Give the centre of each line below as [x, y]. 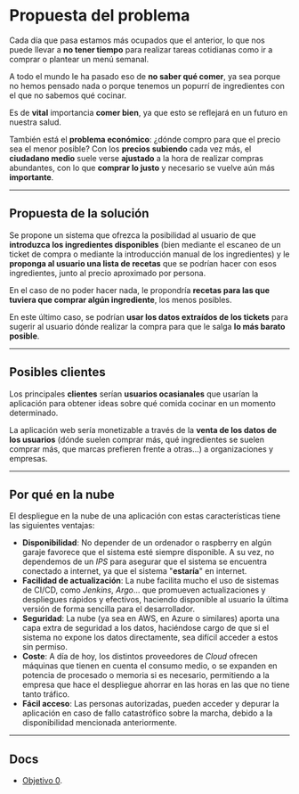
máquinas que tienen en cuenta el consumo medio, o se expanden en [149, 666]
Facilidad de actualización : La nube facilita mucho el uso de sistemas [150, 581]
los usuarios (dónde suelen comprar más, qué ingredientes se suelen [137, 439]
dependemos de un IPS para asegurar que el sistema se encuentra [144, 561]
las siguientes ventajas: [52, 526]
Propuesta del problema [100, 16]
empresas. [28, 458]
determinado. [34, 413]
